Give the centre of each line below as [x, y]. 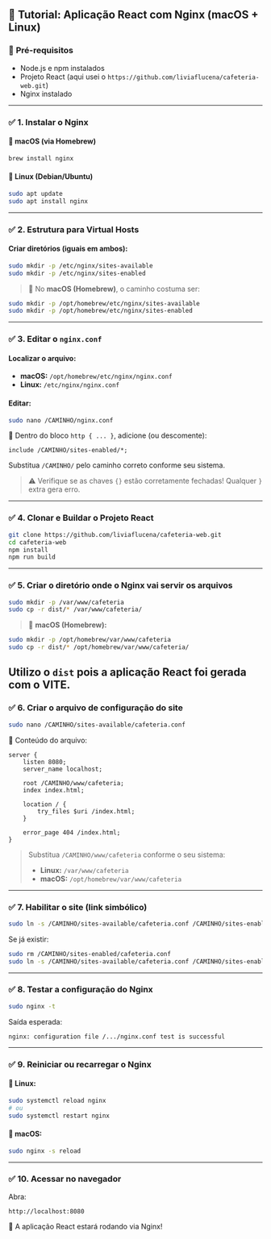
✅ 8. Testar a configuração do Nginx [81, 990]
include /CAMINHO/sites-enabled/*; [68, 451]
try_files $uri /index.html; [86, 811]
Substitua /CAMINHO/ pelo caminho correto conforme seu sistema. [117, 465]
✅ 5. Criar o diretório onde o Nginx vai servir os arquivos [121, 585]
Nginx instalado [46, 94]
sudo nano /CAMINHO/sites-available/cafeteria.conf [97, 725]
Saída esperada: [35, 1021]
